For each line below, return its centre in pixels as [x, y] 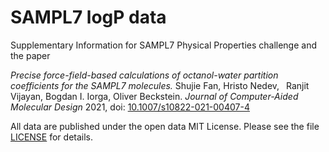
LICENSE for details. [52, 137]
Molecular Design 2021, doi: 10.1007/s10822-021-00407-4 [130, 107]
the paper [30, 55]
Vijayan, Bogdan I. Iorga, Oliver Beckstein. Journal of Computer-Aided [154, 96]
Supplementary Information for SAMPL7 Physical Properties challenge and [164, 45]
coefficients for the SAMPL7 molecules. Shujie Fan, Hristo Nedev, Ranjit [160, 85]
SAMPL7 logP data [88, 17]
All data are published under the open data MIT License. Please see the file [165, 126]
